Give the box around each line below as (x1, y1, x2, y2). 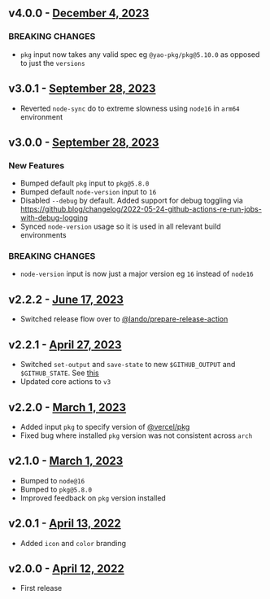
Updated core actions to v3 (20, 377, 111, 387)
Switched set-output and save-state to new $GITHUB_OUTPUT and (20, 360, 236, 369)
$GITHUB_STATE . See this (20, 368, 99, 378)
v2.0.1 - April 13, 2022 (8, 517, 121, 531)
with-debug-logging (20, 213, 88, 223)
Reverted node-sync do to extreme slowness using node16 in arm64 (20, 103, 240, 113)
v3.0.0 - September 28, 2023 (8, 135, 159, 149)
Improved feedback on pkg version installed (20, 492, 167, 503)
